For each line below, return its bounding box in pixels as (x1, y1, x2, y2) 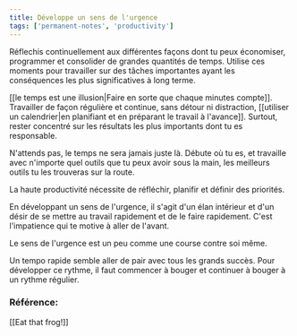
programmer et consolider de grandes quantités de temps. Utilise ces (9, 56, 266, 66)
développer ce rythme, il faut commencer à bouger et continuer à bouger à (9, 264, 286, 275)
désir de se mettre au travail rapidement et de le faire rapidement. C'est (9, 211, 273, 221)
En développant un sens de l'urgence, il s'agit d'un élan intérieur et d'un (9, 201, 275, 211)
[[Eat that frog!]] (9, 316, 69, 327)
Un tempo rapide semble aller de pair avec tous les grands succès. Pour (9, 254, 276, 265)
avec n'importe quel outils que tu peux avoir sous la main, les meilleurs (9, 157, 270, 168)
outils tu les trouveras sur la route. (9, 167, 135, 177)
